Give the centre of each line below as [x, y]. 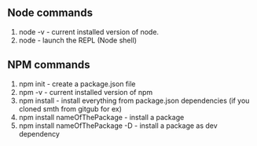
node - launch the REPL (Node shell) [78, 40]
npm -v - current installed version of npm [86, 92]
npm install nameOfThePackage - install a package [101, 117]
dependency [39, 133]
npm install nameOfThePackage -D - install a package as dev [118, 126]
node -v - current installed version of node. [88, 31]
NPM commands [49, 65]
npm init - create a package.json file [77, 84]
